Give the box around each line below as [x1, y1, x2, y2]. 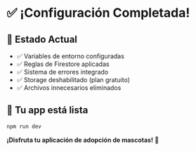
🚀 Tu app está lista [6, 104, 89, 117]
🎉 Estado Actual [6, 33, 78, 45]
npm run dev [6, 123, 41, 130]
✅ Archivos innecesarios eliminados [16, 84, 122, 92]
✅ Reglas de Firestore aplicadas [16, 60, 110, 68]
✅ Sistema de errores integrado [16, 68, 109, 76]
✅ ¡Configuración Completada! [6, 5, 190, 21]
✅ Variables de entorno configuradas [16, 52, 124, 60]
